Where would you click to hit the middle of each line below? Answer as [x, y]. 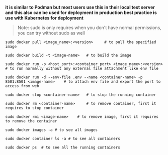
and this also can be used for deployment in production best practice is [81, 13]
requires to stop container [35, 108]
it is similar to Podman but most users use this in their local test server [80, 7]
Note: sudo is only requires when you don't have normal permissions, [90, 28]
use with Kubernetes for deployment [45, 18]
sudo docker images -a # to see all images [52, 130]
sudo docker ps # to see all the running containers [63, 147]
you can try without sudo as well [51, 33]
